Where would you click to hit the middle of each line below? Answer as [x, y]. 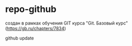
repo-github [31, 9]
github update [19, 38]
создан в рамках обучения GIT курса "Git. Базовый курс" [67, 23]
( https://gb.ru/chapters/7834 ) [36, 28]
